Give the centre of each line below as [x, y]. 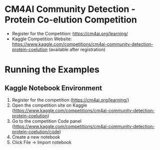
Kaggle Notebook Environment [54, 88]
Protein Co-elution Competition [71, 20]
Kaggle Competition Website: [42, 39]
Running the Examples [52, 70]
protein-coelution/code [36, 132]
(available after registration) [77, 49]
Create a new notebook [36, 137]
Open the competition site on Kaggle [50, 105]
